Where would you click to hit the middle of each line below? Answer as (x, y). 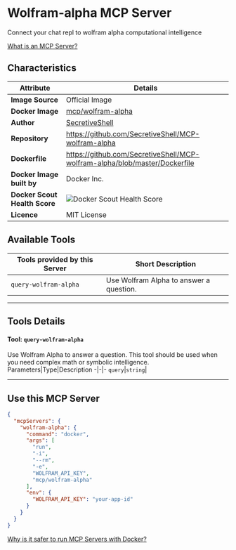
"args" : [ (40, 440)
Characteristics (42, 68)
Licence (25, 214)
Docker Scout (34, 195)
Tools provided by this (55, 259)
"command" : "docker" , (58, 434)
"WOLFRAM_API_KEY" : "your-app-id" (83, 499)
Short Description (166, 263)
